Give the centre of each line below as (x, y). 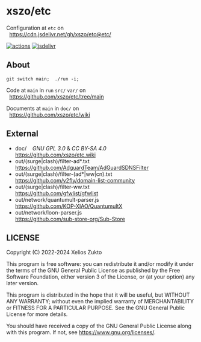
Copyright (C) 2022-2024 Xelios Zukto (54, 253)
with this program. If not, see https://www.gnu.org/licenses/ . (81, 332)
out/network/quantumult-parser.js (57, 199)
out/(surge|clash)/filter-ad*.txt (52, 161)
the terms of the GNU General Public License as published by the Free (93, 271)
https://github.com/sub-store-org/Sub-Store (70, 219)
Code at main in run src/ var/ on (46, 90)
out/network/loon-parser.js (48, 212)
